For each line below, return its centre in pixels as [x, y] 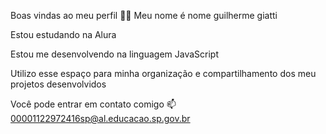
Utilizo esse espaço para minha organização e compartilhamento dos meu [163, 73]
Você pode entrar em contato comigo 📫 [93, 104]
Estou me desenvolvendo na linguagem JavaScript [114, 54]
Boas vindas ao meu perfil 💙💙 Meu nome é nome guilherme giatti [144, 15]
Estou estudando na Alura [63, 34]
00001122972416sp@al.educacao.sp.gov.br [100, 118]
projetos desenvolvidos [58, 84]
